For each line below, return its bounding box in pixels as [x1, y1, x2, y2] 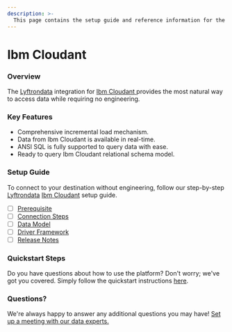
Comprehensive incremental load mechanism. [17, 128, 149, 136]
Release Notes [17, 235, 59, 244]
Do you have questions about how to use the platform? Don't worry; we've [7, 269, 220, 278]
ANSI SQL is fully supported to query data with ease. [17, 143, 169, 151]
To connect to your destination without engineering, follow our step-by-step [7, 183, 224, 191]
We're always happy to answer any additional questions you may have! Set [7, 310, 221, 318]
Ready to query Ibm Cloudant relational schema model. [17, 150, 175, 159]
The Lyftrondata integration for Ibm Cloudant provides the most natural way [7, 87, 224, 95]
